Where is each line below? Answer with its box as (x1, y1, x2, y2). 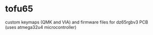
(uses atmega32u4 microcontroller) (5, 24, 77, 30)
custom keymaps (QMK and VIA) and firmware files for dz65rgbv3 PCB (5, 19, 148, 25)
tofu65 (5, 3, 33, 14)
